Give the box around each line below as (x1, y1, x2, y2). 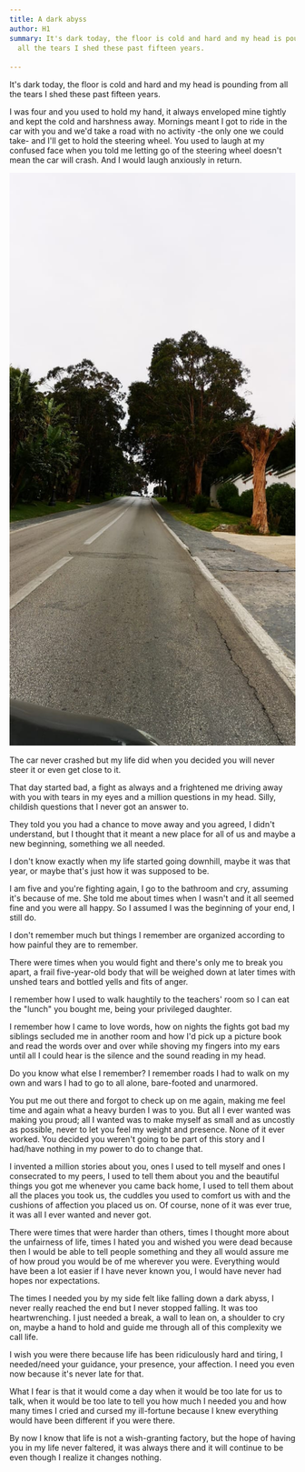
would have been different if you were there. (9, 1415, 175, 1427)
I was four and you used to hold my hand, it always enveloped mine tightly (9, 106, 287, 117)
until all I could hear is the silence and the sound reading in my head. (9, 1050, 266, 1061)
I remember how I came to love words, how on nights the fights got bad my (9, 1021, 290, 1032)
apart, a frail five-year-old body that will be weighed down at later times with (9, 966, 296, 977)
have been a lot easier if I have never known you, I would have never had (9, 1266, 282, 1277)
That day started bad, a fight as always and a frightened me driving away (9, 782, 283, 793)
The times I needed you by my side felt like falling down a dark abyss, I (9, 1293, 274, 1304)
